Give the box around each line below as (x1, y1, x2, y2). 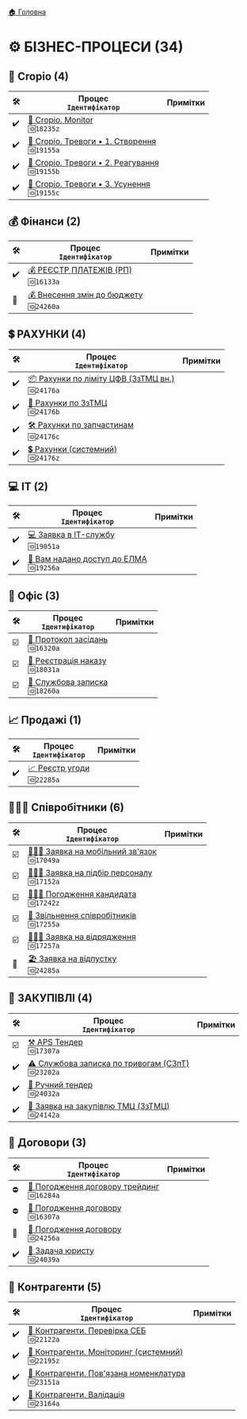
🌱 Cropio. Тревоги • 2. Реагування (27, 157, 160, 168)
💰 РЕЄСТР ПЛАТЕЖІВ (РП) (27, 264, 132, 275)
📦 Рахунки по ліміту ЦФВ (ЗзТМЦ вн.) (27, 373, 176, 384)
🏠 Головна (8, 7, 46, 17)
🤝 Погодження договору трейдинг (27, 1181, 160, 1192)
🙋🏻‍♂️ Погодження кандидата (27, 888, 137, 899)
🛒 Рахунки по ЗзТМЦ (27, 397, 108, 408)
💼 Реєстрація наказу (27, 655, 107, 667)
